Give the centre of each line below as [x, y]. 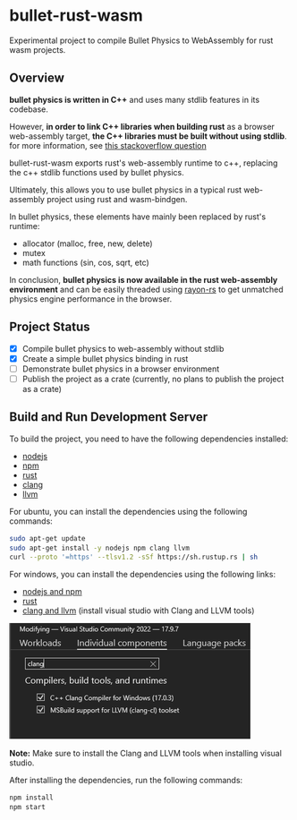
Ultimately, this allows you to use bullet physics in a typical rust [126, 190]
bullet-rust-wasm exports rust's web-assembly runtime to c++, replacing [144, 163]
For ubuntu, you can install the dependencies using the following [128, 511]
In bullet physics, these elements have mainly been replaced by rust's [138, 217]
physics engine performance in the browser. [91, 299]
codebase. [29, 109]
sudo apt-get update [48, 538]
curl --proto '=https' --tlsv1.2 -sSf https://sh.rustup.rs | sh [133, 557]
